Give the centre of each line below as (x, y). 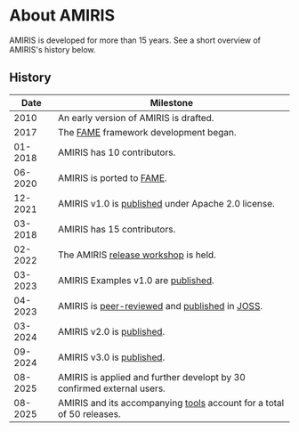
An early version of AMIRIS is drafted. (136, 118)
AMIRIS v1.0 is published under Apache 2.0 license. (166, 203)
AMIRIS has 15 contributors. (117, 229)
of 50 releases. (89, 413)
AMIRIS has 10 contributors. (117, 152)
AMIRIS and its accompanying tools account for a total (171, 403)
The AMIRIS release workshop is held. (137, 255)
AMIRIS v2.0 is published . (111, 331)
